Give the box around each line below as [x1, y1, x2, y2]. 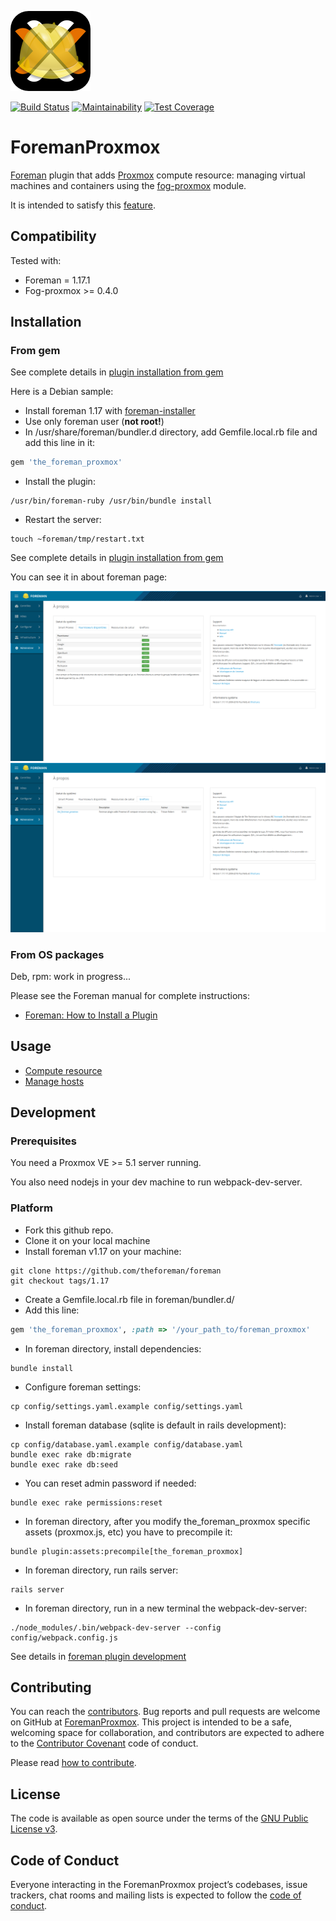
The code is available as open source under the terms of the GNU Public [10, 1812, 309, 1825]
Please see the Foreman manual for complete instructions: [10, 989, 251, 1001]
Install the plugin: [24, 476, 96, 488]
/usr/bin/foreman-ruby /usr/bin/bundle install [10, 496, 213, 506]
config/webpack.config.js [10, 1632, 118, 1643]
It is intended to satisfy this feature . [10, 199, 156, 211]
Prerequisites [10, 1134, 77, 1148]
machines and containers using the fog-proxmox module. [10, 179, 247, 191]
